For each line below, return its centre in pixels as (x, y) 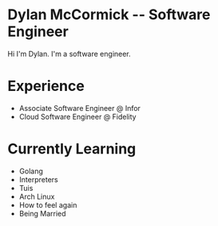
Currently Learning (72, 149)
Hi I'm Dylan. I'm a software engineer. (69, 54)
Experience (46, 86)
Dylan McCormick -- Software (109, 15)
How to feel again (48, 204)
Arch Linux (37, 196)
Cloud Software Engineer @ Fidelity (77, 117)
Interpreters (38, 179)
